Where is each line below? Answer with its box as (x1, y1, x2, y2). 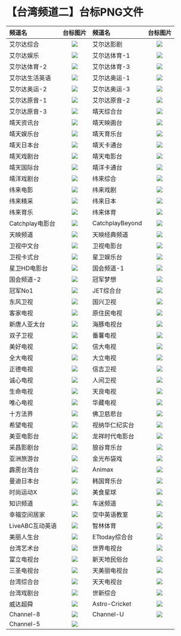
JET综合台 (92, 286, 121, 294)
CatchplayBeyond (92, 219, 142, 227)
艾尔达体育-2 (9, 62, 47, 70)
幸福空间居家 (9, 510, 46, 518)
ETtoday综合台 (92, 533, 133, 541)
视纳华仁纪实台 (92, 420, 135, 429)
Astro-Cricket (92, 600, 132, 608)
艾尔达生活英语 (9, 73, 52, 82)
